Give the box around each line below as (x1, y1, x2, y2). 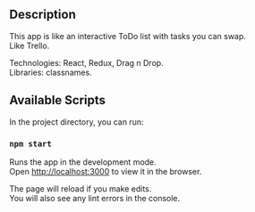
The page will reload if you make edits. (9, 183, 152, 194)
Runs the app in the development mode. (9, 156, 157, 167)
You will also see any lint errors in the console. (9, 192, 181, 203)
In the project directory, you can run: (9, 116, 144, 127)
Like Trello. (9, 40, 50, 51)
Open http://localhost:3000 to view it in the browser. (9, 166, 202, 176)
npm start (9, 138, 52, 149)
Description (9, 7, 76, 22)
